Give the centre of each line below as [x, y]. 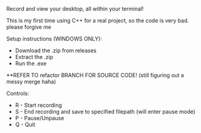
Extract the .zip [34, 57]
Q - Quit [25, 124]
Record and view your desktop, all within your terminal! [75, 9]
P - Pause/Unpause [39, 118]
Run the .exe [31, 63]
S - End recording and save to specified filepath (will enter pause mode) [105, 111]
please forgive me [29, 27]
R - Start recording [39, 105]
